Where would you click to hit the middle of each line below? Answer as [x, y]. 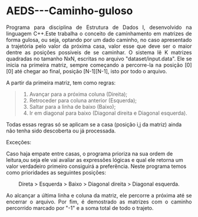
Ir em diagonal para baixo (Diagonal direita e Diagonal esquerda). [108, 113]
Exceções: [19, 142]
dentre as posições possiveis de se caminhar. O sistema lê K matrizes [99, 52]
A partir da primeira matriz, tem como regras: [61, 82]
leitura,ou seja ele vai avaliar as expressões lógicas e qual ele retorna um [95, 160]
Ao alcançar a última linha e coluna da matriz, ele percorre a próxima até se [99, 195]
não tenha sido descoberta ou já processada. [61, 131]
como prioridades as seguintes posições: [56, 172]
